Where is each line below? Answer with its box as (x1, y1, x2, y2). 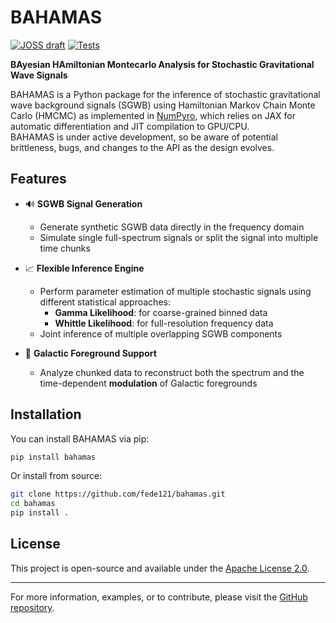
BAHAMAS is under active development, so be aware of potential (10, 131, 278, 143)
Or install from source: (10, 470, 103, 482)
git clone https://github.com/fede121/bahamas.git (10, 489, 226, 500)
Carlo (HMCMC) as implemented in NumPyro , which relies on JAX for (10, 109, 297, 121)
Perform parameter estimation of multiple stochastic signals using (39, 285, 312, 297)
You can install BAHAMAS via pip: (10, 432, 150, 445)
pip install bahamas (10, 452, 97, 462)
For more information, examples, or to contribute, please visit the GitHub (10, 591, 308, 603)
